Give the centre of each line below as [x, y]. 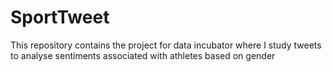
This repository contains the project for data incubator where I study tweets [166, 45]
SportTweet [60, 17]
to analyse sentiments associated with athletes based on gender [143, 55]
